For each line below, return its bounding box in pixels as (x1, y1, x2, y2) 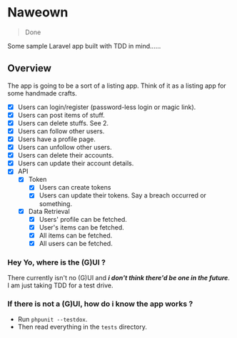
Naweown (7, 4, 69, 21)
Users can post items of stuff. (17, 111, 105, 119)
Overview (7, 62, 52, 75)
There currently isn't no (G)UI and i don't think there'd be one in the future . (7, 274, 231, 282)
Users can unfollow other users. (17, 143, 112, 152)
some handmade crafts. (7, 88, 77, 97)
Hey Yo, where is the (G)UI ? (7, 257, 106, 267)
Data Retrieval (28, 207, 70, 215)
